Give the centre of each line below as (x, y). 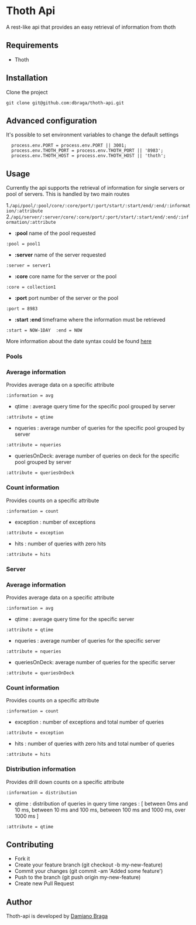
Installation (27, 78)
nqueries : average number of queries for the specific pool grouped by (99, 428)
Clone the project (27, 92)
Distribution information (41, 769)
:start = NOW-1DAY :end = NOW (44, 330)
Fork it (22, 859)
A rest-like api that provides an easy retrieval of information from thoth (91, 27)
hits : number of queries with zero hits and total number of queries (94, 744)
